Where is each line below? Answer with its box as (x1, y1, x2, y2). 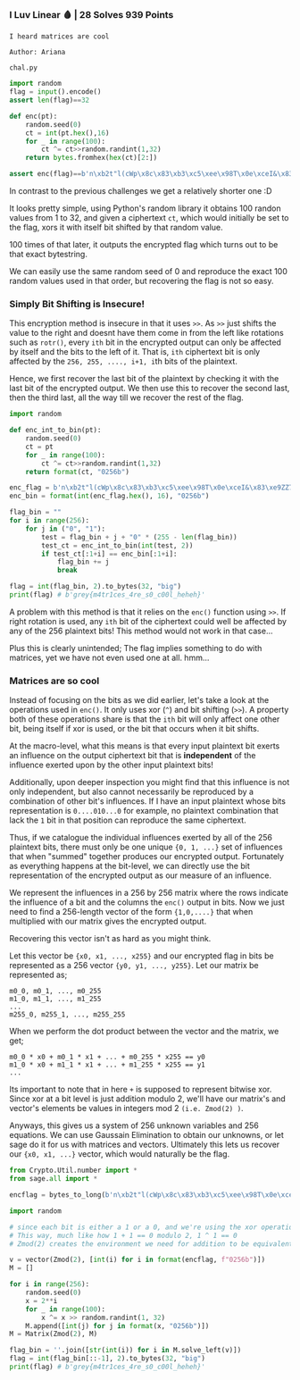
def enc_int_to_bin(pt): (9, 426, 102, 435)
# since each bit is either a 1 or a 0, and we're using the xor (9, 1223, 257, 1232)
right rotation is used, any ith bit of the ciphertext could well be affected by (9, 615, 287, 626)
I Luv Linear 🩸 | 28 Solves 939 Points (9, 8, 174, 21)
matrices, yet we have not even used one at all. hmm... (9, 652, 210, 663)
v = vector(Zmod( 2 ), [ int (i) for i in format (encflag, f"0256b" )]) (9, 1255, 266, 1265)
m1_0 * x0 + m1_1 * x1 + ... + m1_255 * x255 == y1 (9, 1060, 205, 1070)
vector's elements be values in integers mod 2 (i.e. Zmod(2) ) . (9, 1103, 244, 1114)
